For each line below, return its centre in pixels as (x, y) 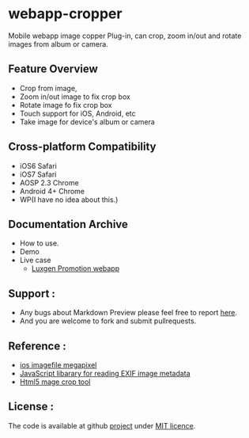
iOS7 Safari (38, 174)
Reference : (37, 346)
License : (31, 407)
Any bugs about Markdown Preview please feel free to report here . (128, 313)
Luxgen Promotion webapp (75, 269)
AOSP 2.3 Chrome (49, 182)
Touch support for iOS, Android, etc (77, 113)
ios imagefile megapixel (58, 365)
